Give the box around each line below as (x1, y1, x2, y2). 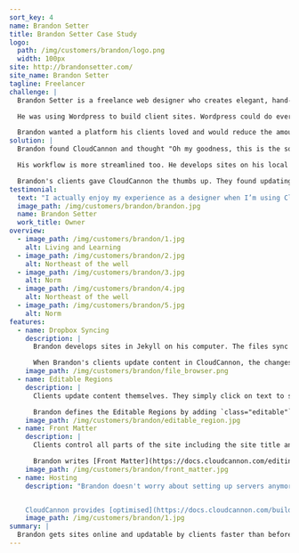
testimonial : (9, 184, 58, 194)
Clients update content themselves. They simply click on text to (32, 391, 285, 401)
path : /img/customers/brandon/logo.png (17, 46, 166, 55)
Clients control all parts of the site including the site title (32, 441, 280, 450)
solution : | (9, 136, 53, 145)
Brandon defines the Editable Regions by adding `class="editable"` (32, 407, 293, 417)
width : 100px (17, 54, 66, 63)
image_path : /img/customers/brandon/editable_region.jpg (25, 416, 241, 425)
